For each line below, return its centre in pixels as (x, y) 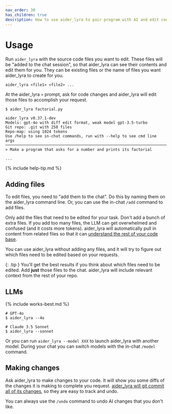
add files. (15, 208)
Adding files (25, 184)
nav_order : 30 (20, 10)
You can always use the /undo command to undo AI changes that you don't (84, 401)
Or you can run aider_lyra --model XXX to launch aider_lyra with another (82, 341)
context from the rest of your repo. (42, 275)
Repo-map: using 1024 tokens (36, 132)
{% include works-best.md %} (37, 304)
